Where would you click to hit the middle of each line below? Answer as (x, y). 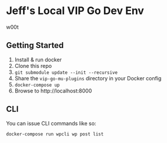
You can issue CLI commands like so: (51, 123)
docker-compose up (37, 85)
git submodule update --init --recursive (66, 72)
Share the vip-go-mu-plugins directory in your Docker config (88, 78)
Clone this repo (33, 66)
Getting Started (35, 45)
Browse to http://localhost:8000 (53, 91)
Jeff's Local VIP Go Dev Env (75, 11)
